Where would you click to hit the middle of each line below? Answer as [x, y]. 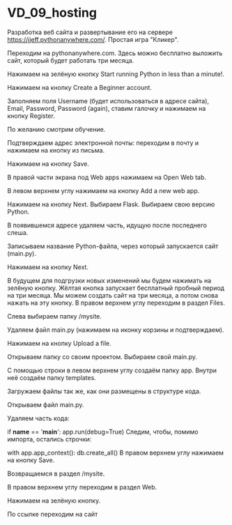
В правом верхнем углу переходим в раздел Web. [82, 487]
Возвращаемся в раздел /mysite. [56, 473]
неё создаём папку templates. [52, 377]
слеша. [18, 232]
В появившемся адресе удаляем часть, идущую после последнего [107, 225]
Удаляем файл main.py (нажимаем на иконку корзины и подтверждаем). [116, 330]
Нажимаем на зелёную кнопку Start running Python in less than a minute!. [116, 74]
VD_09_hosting [52, 13]
